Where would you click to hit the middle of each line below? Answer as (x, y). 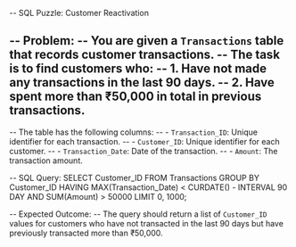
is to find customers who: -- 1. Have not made (138, 69)
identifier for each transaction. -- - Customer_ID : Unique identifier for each (144, 141)
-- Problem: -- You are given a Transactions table (147, 41)
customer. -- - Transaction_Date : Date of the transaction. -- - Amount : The (144, 151)
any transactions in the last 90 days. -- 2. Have (142, 82)
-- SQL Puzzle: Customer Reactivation (79, 13)
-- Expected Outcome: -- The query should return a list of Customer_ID (138, 214)
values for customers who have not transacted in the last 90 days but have (146, 223)
